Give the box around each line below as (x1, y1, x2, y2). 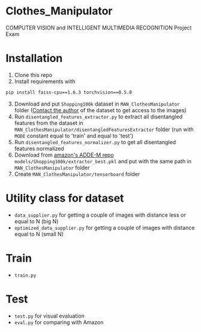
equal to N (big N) (14, 217, 59, 225)
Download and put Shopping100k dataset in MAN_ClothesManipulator (14, 100, 181, 107)
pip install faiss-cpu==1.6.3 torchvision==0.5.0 (5, 89, 133, 95)
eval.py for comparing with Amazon (14, 318, 104, 325)
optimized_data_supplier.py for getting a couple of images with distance (14, 224, 195, 231)
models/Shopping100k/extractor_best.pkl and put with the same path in (14, 157, 192, 164)
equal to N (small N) (14, 230, 64, 238)
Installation (5, 52, 63, 65)
